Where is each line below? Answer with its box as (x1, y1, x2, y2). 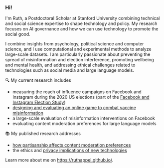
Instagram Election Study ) (12, 99, 66, 106)
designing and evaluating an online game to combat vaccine (12, 105, 136, 111)
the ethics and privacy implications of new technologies (12, 148, 127, 154)
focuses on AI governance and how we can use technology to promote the (5, 26, 159, 32)
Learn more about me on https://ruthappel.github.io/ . (5, 157, 114, 163)
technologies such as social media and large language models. (5, 67, 135, 73)
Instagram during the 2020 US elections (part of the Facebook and (12, 94, 150, 100)
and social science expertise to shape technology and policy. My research (5, 20, 158, 26)
